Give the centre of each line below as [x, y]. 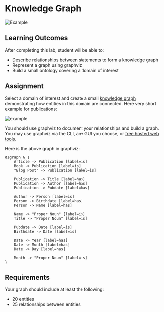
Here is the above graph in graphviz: [42, 148]
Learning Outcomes [37, 38]
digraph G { [17, 157]
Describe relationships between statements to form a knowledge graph [85, 60]
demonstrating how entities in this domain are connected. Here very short [81, 103]
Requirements [27, 277]
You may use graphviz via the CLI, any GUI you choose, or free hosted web [82, 133]
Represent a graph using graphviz [47, 65]
